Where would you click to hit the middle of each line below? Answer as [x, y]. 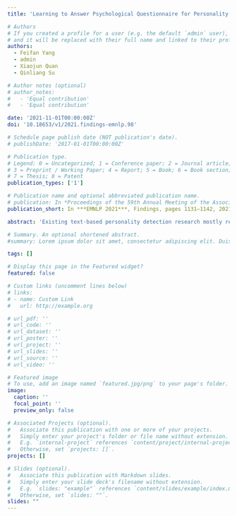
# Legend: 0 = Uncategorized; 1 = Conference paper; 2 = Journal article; [120, 164]
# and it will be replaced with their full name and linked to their [112, 40]
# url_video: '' [31, 365]
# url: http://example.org [50, 306]
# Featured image [33, 377]
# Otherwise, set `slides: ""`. [58, 495]
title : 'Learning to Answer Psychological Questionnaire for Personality [118, 14]
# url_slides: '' [33, 351]
